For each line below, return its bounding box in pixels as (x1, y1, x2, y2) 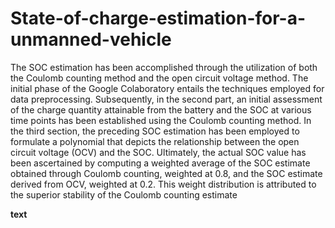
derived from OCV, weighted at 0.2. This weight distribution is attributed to (10, 178, 317, 190)
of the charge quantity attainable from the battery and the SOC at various (10, 103, 312, 116)
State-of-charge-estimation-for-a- (10, 7, 307, 30)
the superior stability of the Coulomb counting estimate (10, 188, 238, 201)
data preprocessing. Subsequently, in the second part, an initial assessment (10, 93, 323, 105)
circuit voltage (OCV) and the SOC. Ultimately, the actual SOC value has (10, 146, 307, 158)
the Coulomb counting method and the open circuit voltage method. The (10, 72, 309, 84)
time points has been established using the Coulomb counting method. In (10, 114, 312, 126)
